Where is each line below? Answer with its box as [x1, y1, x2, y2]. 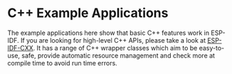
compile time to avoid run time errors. [7, 58, 117, 67]
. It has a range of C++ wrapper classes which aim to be [33, 43, 198, 52]
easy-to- [199, 43, 225, 52]
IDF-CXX [7, 43, 33, 52]
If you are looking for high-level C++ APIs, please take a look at [20, 36, 206, 44]
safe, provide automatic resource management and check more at [21, 51, 216, 60]
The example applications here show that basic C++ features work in [7, 28, 210, 37]
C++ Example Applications [7, 5, 169, 21]
